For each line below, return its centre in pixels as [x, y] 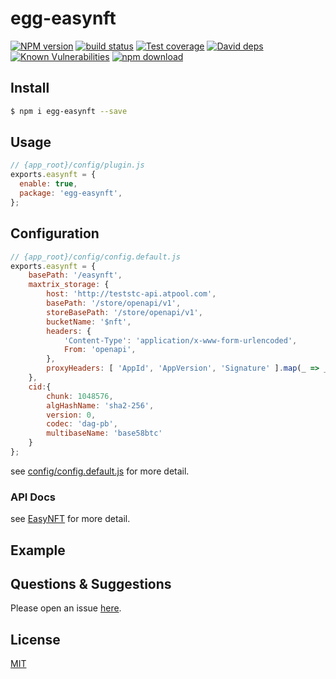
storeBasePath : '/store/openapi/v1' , [124, 312]
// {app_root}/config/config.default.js [96, 257]
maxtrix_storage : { [69, 285]
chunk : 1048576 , [80, 396]
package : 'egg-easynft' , [71, 193]
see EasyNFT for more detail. [70, 519]
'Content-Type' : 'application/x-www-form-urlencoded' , [180, 340]
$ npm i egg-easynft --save [69, 111]
